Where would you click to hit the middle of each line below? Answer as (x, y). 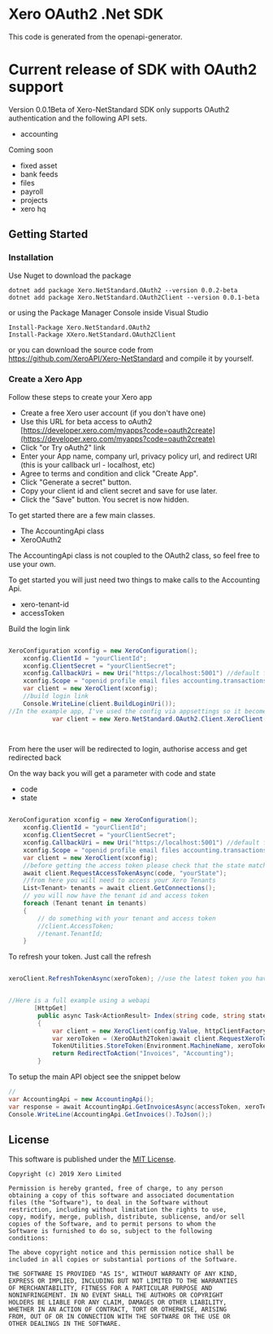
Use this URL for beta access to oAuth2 (86, 421)
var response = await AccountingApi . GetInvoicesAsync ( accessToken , (125, 1107)
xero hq (33, 208)
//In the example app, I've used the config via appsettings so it (125, 711)
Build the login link (39, 629)
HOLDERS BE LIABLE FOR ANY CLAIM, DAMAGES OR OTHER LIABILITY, (118, 1303)
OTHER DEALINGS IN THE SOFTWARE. (65, 1324)
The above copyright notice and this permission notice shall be (121, 1253)
